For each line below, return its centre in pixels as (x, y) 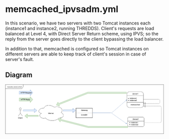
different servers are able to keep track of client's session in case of (76, 54)
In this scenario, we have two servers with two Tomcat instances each (78, 23)
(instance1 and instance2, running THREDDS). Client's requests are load (80, 28)
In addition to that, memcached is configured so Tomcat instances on (77, 48)
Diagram (19, 75)
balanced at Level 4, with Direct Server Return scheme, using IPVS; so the (82, 33)
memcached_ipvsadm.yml (62, 9)
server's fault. (20, 59)
